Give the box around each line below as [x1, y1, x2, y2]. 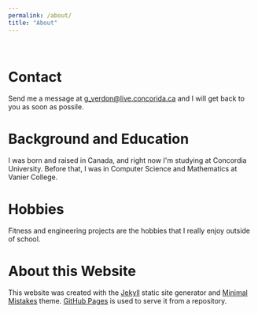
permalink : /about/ [8, 11, 72, 20]
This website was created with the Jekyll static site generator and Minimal [8, 288, 248, 297]
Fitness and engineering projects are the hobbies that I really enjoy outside [8, 226, 250, 236]
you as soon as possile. [8, 102, 84, 112]
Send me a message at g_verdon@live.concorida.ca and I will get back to [8, 94, 245, 103]
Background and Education [8, 130, 190, 148]
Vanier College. [8, 172, 58, 182]
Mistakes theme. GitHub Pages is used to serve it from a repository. [8, 296, 227, 306]
